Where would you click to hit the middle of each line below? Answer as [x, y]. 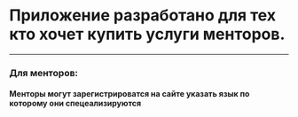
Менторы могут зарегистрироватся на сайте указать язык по [129, 94]
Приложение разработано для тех [143, 16]
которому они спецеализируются [75, 104]
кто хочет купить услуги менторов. [147, 34]
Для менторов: [43, 73]
